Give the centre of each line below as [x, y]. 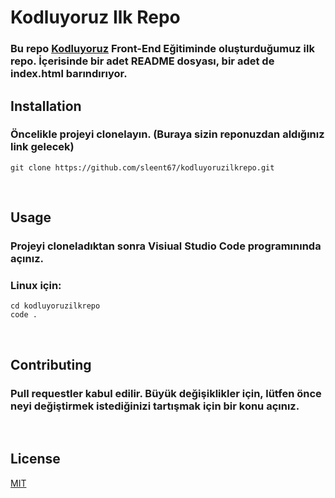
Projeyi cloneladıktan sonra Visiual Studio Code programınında [166, 246]
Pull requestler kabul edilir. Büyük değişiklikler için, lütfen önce [166, 393]
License [35, 459]
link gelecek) [42, 147]
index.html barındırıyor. [69, 74]
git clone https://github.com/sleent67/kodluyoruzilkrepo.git [142, 167]
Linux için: [36, 286]
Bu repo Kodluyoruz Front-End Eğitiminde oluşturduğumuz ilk [162, 49]
